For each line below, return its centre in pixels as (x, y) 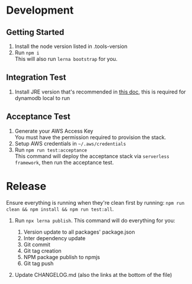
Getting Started (35, 32)
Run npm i (27, 53)
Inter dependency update (55, 238)
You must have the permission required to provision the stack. (90, 137)
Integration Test (36, 78)
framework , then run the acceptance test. (64, 162)
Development (40, 10)
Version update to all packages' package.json (79, 232)
